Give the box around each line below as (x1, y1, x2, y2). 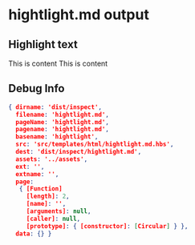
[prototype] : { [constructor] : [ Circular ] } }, (26, 222, 189, 230)
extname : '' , (15, 170, 59, 178)
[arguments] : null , (26, 207, 91, 215)
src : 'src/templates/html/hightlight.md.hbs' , (15, 140, 174, 149)
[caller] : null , (26, 215, 81, 223)
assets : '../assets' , (15, 155, 88, 163)
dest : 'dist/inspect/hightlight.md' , (15, 148, 142, 156)
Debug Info (8, 82, 65, 95)
